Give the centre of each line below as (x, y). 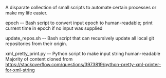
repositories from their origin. (36, 44)
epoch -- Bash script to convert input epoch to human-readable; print (79, 23)
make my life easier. (26, 13)
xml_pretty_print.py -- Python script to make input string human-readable (83, 54)
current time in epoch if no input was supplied (54, 28)
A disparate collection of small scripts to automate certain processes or (81, 7)
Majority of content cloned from (39, 59)
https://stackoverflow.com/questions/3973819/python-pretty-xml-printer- (83, 64)
